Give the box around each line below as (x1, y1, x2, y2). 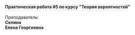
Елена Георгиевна (5, 24, 44, 31)
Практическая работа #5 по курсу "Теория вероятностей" (5, 4, 130, 10)
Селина (5, 20, 21, 25)
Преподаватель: (5, 14, 39, 20)
